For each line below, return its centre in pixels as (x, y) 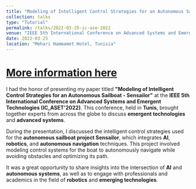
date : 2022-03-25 (27, 38)
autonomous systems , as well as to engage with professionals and (87, 173)
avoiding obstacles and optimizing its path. (57, 156)
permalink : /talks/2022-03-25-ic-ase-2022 (58, 28)
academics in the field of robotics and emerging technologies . (82, 180)
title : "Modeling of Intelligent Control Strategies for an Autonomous (95, 11)
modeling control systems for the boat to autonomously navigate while (91, 150)
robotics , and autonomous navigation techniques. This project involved (93, 143)
